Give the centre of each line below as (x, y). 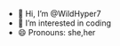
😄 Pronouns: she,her (56, 32)
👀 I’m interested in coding (64, 23)
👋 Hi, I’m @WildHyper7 (59, 14)
